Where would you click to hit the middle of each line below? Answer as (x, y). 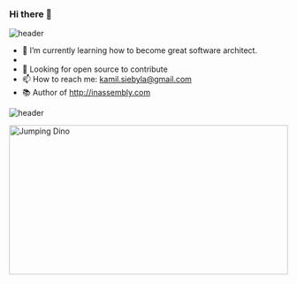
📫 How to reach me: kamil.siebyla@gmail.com (107, 80)
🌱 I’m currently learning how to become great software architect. (140, 50)
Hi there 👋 (31, 14)
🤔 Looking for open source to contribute (95, 69)
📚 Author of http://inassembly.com (86, 93)
